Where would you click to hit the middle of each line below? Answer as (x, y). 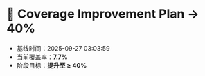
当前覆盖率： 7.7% (42, 57)
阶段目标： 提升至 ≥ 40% (52, 65)
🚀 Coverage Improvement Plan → (103, 14)
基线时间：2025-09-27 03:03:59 (63, 48)
